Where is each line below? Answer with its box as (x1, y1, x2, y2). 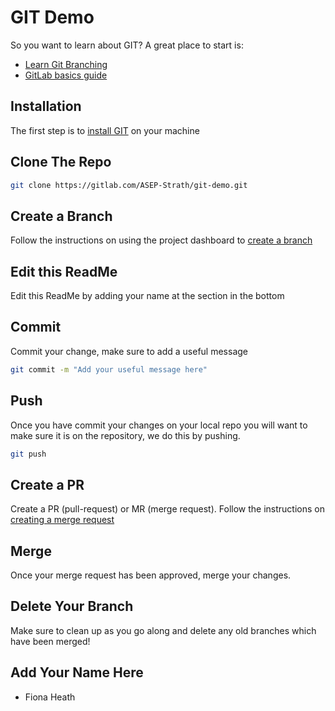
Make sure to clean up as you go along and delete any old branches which (10, 624, 317, 636)
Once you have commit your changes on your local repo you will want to (10, 419, 308, 431)
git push (10, 449, 47, 459)
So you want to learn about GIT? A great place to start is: (10, 39, 244, 51)
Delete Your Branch (10, 598, 134, 615)
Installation (10, 98, 82, 115)
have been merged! (10, 635, 91, 647)
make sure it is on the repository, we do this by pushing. (10, 429, 241, 441)
